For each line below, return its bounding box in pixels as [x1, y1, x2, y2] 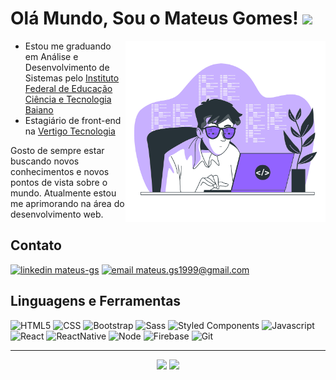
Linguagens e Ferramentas [10, 293, 182, 310]
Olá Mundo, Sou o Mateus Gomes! [10, 7, 299, 30]
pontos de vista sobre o [10, 176, 108, 188]
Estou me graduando [24, 40, 112, 52]
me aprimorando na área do [10, 197, 125, 209]
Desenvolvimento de [24, 61, 110, 73]
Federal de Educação [24, 82, 113, 94]
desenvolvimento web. [10, 208, 104, 220]
